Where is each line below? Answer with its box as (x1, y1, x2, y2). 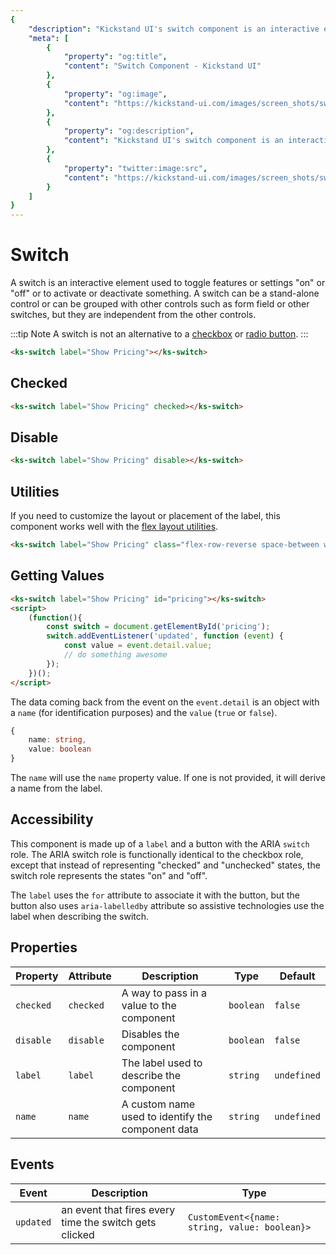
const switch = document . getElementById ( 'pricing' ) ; (46, 622, 271, 632)
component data (121, 1122, 199, 1136)
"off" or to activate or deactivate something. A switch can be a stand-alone (10, 287, 320, 300)
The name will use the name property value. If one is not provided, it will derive (10, 772, 326, 784)
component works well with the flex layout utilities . (10, 521, 219, 533)
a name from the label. (10, 782, 103, 795)
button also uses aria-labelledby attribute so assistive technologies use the (10, 899, 325, 911)
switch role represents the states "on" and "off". (10, 869, 208, 881)
